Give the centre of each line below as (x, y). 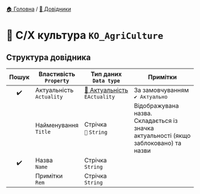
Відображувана (156, 106)
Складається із (156, 121)
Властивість (57, 74)
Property (57, 81)
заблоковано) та (157, 143)
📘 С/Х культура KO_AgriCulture (85, 36)
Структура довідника (49, 57)
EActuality (99, 97)
